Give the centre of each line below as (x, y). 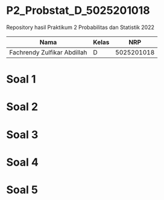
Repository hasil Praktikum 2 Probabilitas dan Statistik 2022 (80, 27)
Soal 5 (22, 189)
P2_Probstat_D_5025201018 (78, 11)
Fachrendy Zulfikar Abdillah (48, 52)
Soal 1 (21, 79)
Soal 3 (22, 134)
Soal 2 (22, 107)
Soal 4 (23, 162)
